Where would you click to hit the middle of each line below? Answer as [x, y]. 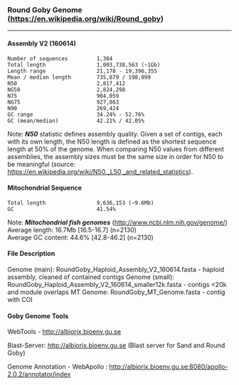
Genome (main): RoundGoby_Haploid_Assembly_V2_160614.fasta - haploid [116, 269]
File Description [31, 254]
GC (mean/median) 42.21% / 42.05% [76, 121]
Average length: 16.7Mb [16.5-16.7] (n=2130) [72, 229]
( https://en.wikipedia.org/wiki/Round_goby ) [85, 18]
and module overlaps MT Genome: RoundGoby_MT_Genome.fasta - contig [116, 292]
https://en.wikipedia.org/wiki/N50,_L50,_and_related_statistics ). [100, 171]
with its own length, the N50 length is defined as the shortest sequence [112, 141]
